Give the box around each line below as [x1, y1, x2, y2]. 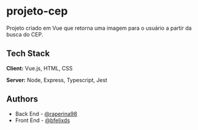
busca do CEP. [6, 30, 44, 38]
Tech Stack [6, 49, 50, 59]
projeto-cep [6, 4, 68, 18]
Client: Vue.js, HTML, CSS [6, 64, 73, 72]
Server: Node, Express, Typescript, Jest [6, 76, 108, 83]
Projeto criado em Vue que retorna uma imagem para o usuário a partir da [6, 24, 192, 32]
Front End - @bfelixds [15, 117, 70, 124]
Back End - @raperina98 [15, 110, 77, 117]
